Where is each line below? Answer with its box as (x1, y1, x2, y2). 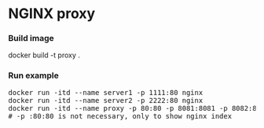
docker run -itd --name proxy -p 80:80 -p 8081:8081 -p (8, 104, 228, 112)
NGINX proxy (8, 5, 96, 23)
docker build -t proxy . (8, 50, 80, 60)
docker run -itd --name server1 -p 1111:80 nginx (8, 88, 203, 97)
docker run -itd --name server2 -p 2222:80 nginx (8, 96, 203, 104)
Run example (8, 70, 59, 81)
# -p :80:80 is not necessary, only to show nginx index (8, 112, 233, 120)
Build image (8, 33, 55, 44)
